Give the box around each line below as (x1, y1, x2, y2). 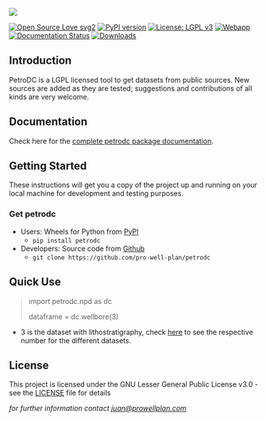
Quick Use (9, 275, 62, 289)
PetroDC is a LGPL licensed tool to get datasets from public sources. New (9, 75, 250, 84)
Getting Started (9, 159, 87, 173)
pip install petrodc (32, 236, 101, 244)
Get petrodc (9, 209, 56, 220)
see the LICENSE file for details (9, 388, 111, 398)
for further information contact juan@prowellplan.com (9, 403, 187, 413)
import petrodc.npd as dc (28, 296, 112, 306)
